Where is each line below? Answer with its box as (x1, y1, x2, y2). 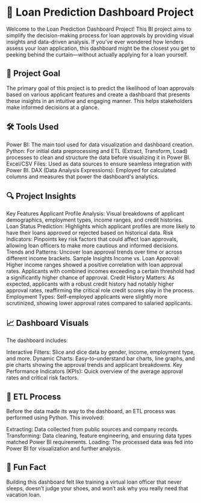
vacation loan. (6, 491, 42, 498)
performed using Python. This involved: (6, 414, 104, 421)
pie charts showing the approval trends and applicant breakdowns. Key (6, 361, 182, 369)
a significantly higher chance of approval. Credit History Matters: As (6, 274, 175, 281)
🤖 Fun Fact (6, 462, 46, 472)
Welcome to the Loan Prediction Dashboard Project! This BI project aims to (6, 25, 191, 33)
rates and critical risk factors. (6, 374, 79, 381)
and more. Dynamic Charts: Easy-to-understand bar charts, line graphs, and (6, 355, 195, 362)
